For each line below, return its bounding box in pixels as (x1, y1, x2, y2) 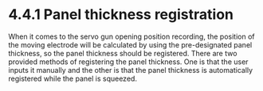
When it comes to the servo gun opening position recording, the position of (8, 32, 255, 41)
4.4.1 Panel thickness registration (8, 6, 234, 24)
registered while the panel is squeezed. (8, 74, 138, 83)
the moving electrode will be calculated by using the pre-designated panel (8, 40, 253, 49)
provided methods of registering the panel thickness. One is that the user (8, 57, 249, 66)
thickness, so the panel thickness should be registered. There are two (8, 48, 237, 58)
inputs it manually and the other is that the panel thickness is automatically (8, 65, 253, 74)
